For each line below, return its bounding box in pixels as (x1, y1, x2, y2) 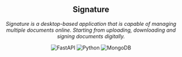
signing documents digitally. (56, 32, 126, 39)
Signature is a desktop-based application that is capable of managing (5, 20, 177, 27)
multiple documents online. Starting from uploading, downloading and (6, 26, 176, 33)
